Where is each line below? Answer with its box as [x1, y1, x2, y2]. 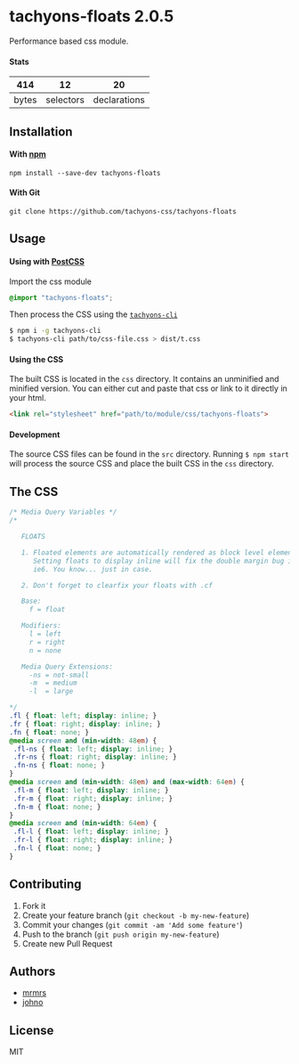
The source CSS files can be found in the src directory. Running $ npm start [9, 449, 289, 459]
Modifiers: [20, 621, 62, 630]
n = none [28, 646, 62, 655]
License [9, 1022, 54, 1038]
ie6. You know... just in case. [32, 564, 153, 573]
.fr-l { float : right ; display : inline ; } [12, 835, 174, 845]
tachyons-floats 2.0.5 [9, 6, 174, 27]
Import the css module [9, 276, 92, 287]
